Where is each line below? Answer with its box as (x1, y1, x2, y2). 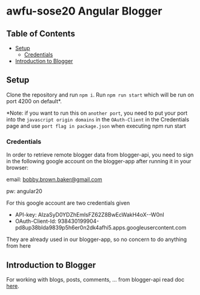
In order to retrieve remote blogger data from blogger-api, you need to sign (6, 151, 194, 158)
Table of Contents (6, 29, 76, 39)
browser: (6, 164, 29, 171)
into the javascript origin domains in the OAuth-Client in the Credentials (6, 115, 190, 123)
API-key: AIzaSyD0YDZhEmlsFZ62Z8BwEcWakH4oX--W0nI (15, 211, 165, 219)
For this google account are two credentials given (6, 199, 130, 207)
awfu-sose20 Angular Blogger (6, 4, 162, 18)
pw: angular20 (6, 188, 42, 195)
